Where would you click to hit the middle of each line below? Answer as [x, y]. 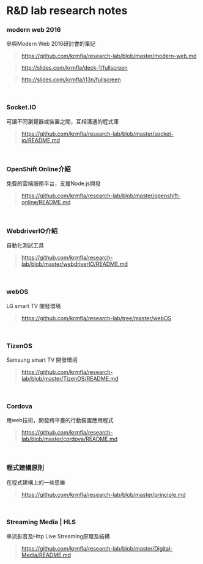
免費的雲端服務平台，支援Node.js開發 [54, 183]
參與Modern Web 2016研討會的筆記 [51, 44]
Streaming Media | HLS [41, 522]
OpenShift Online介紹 [39, 169]
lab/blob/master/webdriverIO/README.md [75, 264]
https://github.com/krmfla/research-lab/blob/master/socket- [98, 134]
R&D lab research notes [67, 11]
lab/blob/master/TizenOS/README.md [70, 378]
